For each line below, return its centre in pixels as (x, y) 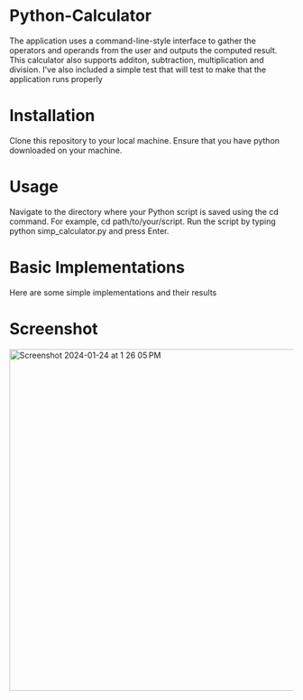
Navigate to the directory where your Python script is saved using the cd (144, 211)
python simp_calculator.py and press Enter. (89, 230)
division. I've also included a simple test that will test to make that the (138, 70)
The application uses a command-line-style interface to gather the (133, 41)
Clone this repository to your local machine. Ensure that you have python (145, 140)
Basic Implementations (97, 267)
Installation (52, 116)
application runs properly (56, 79)
